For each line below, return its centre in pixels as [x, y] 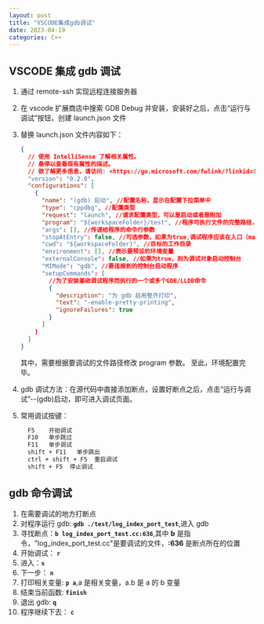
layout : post [30, 15]
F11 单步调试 [50, 445]
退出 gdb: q [38, 602]
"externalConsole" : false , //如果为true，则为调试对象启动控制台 [141, 259]
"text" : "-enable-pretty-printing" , [115, 303]
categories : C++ [35, 37]
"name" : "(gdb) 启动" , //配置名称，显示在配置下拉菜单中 [126, 201]
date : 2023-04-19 [37, 30]
